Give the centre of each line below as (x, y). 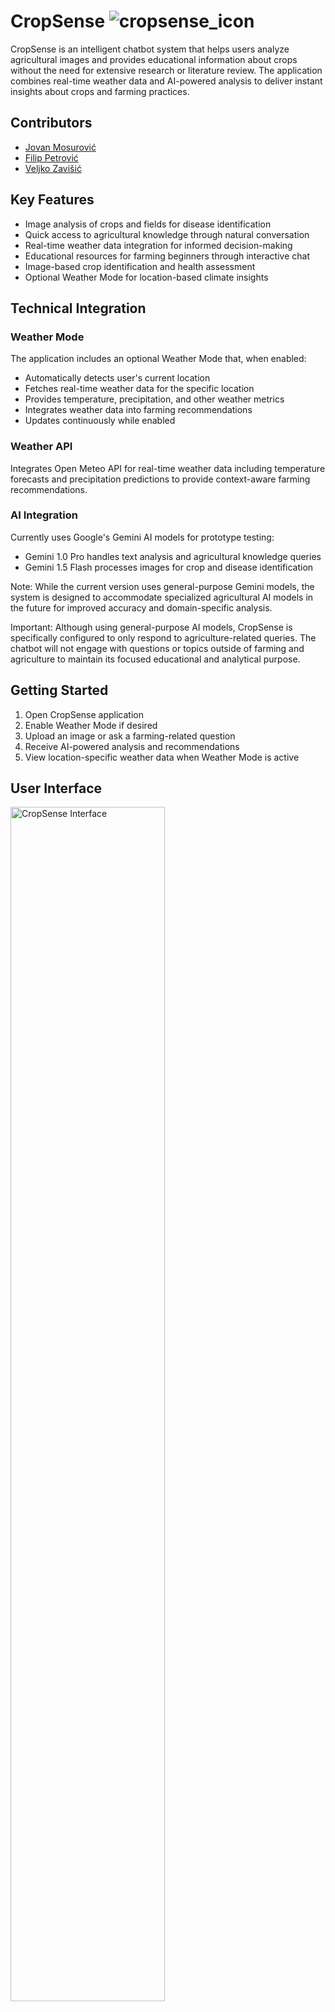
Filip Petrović (51, 157)
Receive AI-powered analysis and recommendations (132, 746)
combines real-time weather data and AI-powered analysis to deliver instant (166, 81)
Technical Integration (78, 308)
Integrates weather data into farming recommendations (138, 410)
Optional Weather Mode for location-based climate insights (146, 277)
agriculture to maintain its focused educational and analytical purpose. (155, 659)
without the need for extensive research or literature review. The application (166, 70)
